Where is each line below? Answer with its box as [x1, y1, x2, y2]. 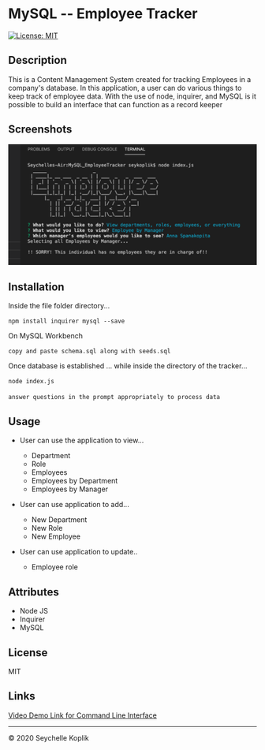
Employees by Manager [31, 484, 109, 494]
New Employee [31, 532, 81, 541]
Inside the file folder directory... [8, 301, 110, 311]
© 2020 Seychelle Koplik [8, 733, 89, 742]
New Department [31, 515, 88, 524]
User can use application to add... [19, 500, 130, 509]
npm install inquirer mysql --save [8, 317, 125, 326]
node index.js [8, 378, 55, 386]
